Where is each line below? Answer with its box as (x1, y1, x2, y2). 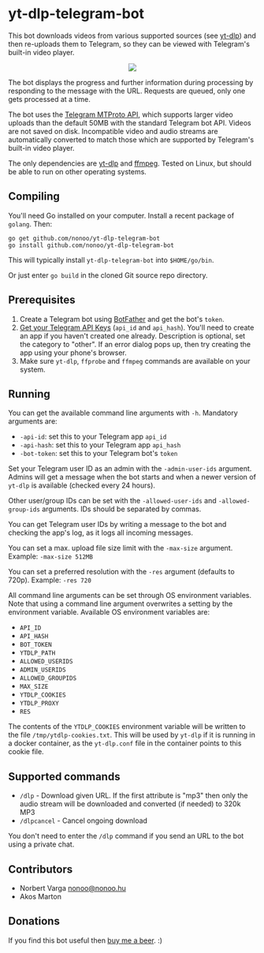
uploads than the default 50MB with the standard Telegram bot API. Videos (8, 118, 251, 127)
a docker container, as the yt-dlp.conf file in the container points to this (8, 738, 242, 748)
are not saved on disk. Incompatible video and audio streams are (8, 126, 218, 136)
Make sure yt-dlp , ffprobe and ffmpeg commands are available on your (19, 356, 251, 365)
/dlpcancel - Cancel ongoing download (19, 816, 148, 825)
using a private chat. (8, 839, 75, 849)
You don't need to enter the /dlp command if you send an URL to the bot (8, 832, 244, 841)
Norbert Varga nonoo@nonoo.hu (19, 884, 126, 892)
